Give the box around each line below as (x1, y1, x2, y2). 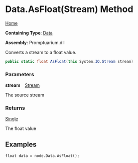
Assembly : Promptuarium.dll (5, 39, 65, 46)
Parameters (5, 71, 34, 78)
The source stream (5, 92, 45, 98)
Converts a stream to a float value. (5, 49, 77, 55)
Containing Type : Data (5, 30, 53, 36)
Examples (5, 140, 37, 148)
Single (5, 116, 19, 122)
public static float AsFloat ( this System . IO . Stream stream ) (5, 59, 134, 64)
